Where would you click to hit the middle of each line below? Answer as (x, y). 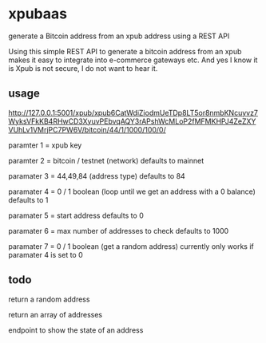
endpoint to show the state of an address (76, 330)
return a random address (49, 299)
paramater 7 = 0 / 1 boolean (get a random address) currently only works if (131, 246)
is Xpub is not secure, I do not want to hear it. (83, 68)
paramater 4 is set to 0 (46, 254)
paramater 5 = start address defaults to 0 (76, 215)
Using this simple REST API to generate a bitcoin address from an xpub (125, 51)
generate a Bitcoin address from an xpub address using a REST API (119, 36)
